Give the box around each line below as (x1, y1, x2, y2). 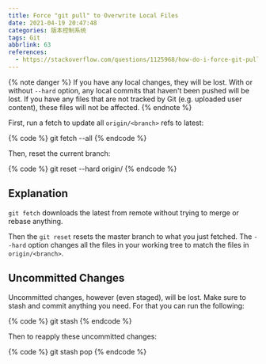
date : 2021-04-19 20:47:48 (8, 19, 97, 27)
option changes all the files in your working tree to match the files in (27, 240, 249, 249)
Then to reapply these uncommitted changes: (8, 332, 157, 341)
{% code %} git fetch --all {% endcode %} (8, 133, 147, 142)
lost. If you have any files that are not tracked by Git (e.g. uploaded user (8, 94, 242, 104)
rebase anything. (8, 216, 63, 226)
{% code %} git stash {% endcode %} (8, 316, 132, 325)
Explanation (8, 187, 69, 200)
